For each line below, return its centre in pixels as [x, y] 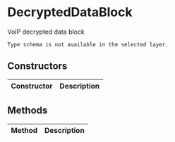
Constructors [37, 66]
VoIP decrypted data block [46, 32]
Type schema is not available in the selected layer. [88, 44]
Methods [28, 111]
